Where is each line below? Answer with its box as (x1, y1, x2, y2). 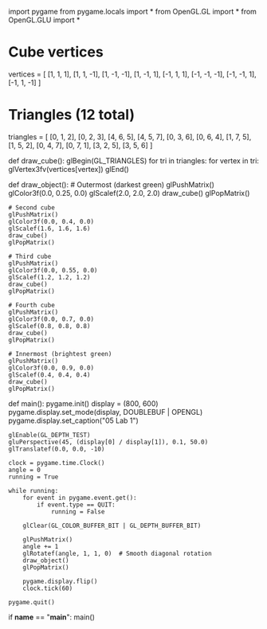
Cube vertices (8, 43, 104, 61)
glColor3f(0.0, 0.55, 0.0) (8, 266, 98, 274)
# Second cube (8, 203, 56, 212)
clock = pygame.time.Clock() (8, 459, 105, 467)
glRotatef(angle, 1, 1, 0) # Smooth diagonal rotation (22, 549, 213, 557)
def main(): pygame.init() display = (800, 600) (8, 398, 159, 408)
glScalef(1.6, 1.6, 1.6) (8, 225, 91, 232)
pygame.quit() (8, 598, 56, 606)
